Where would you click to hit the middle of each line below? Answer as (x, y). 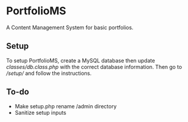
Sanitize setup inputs (40, 112)
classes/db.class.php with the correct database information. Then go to (94, 67)
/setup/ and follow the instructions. (49, 73)
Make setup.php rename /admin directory (66, 106)
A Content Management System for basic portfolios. (70, 27)
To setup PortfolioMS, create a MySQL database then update (81, 60)
